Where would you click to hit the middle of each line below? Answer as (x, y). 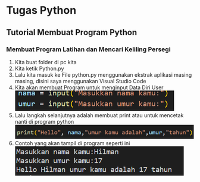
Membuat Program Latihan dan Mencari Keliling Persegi (88, 49)
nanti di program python (44, 121)
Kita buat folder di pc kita (46, 62)
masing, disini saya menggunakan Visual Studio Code (80, 81)
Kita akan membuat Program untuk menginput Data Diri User (89, 87)
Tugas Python (41, 10)
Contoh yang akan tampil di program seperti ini (72, 143)
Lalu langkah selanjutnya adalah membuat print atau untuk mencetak (99, 115)
